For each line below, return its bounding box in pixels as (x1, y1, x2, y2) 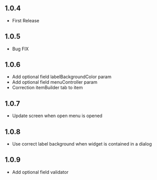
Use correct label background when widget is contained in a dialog (12, 141, 152, 147)
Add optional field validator (12, 169, 69, 175)
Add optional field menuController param (12, 79, 97, 85)
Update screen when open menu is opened (12, 113, 102, 119)
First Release (12, 17, 40, 23)
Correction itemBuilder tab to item (12, 85, 83, 91)
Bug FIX (12, 46, 29, 52)
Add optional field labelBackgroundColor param (12, 74, 112, 80)
